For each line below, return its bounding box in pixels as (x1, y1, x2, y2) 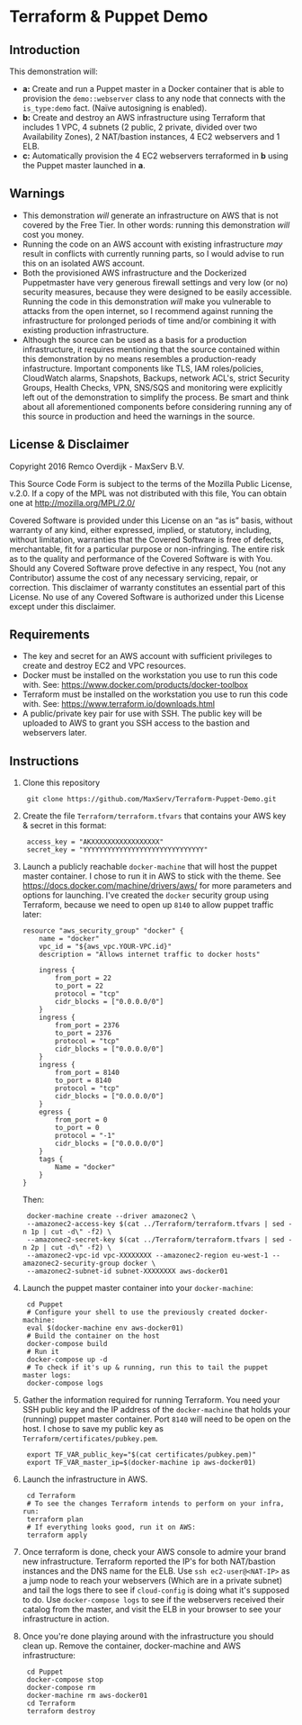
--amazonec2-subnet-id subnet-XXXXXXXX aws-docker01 (26, 1267, 228, 1276)
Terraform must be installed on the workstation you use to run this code (22, 689, 289, 700)
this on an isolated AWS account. (22, 257, 146, 268)
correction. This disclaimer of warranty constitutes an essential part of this (9, 582, 286, 592)
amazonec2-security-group (22, 1259, 120, 1269)
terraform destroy (26, 1707, 96, 1716)
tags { (39, 1155, 64, 1164)
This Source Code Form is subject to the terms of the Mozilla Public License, (9, 478, 293, 489)
